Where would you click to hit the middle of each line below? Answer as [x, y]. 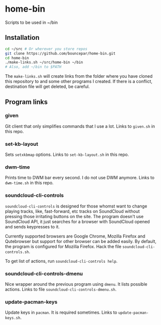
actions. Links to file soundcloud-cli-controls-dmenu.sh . [61, 289]
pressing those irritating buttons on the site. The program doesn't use [74, 216]
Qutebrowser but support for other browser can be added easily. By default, [81, 241]
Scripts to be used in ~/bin [31, 22]
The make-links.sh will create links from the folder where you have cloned [79, 76]
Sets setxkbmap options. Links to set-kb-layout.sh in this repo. [67, 154]
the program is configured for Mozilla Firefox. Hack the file [63, 246]
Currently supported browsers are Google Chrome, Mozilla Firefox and [75, 236]
